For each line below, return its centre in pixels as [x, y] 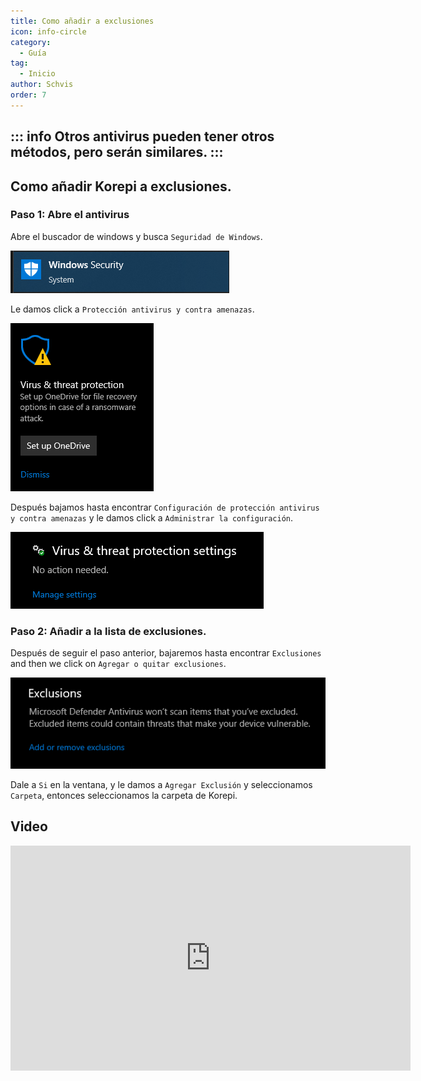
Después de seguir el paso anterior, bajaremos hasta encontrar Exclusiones [166, 653]
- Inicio [37, 74]
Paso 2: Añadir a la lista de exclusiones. [108, 631]
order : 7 [28, 95]
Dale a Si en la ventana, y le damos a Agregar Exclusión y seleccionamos [161, 784]
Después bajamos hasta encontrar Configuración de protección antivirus [165, 507]
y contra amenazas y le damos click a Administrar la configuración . [152, 517]
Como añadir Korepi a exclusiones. [121, 186]
